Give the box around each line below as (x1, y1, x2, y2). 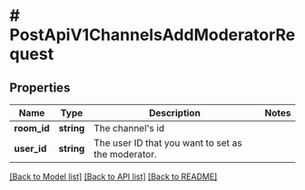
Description (148, 107, 202, 119)
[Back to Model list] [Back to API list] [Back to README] (9, 171, 218, 182)
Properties (9, 80, 71, 95)
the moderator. (93, 148, 157, 160)
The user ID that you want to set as (93, 137, 242, 149)
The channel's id (93, 122, 165, 134)
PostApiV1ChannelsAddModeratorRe (9, 24, 296, 45)
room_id (14, 122, 50, 134)
